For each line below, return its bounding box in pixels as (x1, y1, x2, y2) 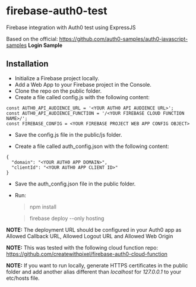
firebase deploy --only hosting (29, 215, 105, 222)
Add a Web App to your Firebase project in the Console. (14, 81, 151, 88)
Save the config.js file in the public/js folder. (14, 131, 122, 138)
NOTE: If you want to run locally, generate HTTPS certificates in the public (6, 261, 188, 269)
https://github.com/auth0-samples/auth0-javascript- (59, 35, 188, 42)
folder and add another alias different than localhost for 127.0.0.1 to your (6, 268, 182, 275)
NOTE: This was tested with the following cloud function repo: (6, 244, 159, 251)
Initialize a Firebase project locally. (14, 74, 100, 81)
